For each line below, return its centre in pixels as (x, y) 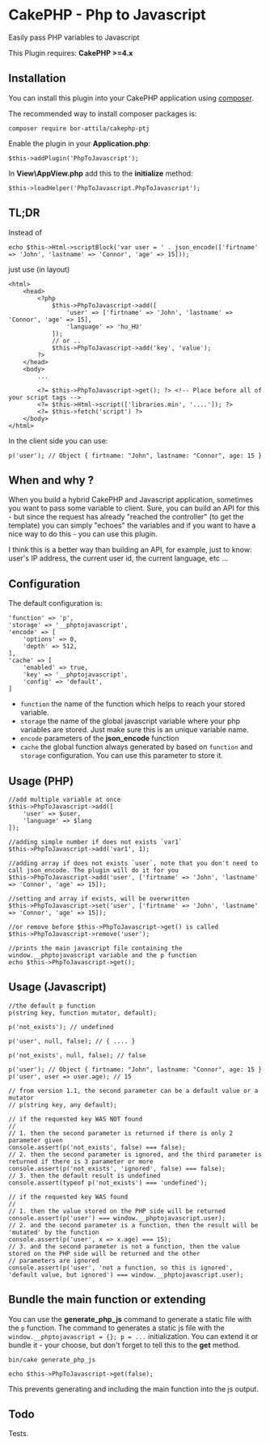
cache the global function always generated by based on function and (136, 747)
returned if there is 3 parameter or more (81, 1161)
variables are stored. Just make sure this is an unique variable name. (134, 730)
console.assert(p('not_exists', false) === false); (97, 1147)
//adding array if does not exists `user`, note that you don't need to (133, 863)
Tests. (19, 1434)
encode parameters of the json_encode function (99, 739)
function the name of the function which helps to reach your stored (132, 704)
